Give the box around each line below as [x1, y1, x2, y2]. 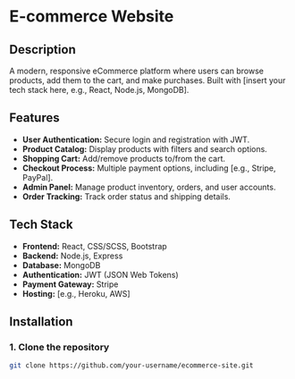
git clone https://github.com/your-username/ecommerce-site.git [9, 361, 254, 370]
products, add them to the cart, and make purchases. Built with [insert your [9, 75, 286, 86]
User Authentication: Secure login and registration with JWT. [21, 134, 250, 145]
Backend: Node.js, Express [21, 250, 123, 261]
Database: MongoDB [21, 259, 101, 270]
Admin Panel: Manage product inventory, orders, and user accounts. [21, 181, 276, 192]
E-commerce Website [9, 6, 174, 27]
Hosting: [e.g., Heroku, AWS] [21, 288, 131, 299]
